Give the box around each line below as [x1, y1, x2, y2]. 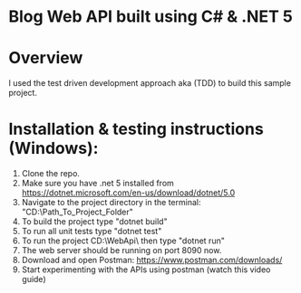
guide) [21, 274, 46, 285]
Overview [8, 48, 83, 69]
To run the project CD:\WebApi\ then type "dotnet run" [21, 235, 226, 246]
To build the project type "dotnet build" [21, 216, 169, 227]
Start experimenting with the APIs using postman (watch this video [21, 264, 271, 275]
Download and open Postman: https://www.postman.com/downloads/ [21, 255, 283, 266]
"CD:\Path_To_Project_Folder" [21, 206, 133, 218]
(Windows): [8, 138, 99, 159]
